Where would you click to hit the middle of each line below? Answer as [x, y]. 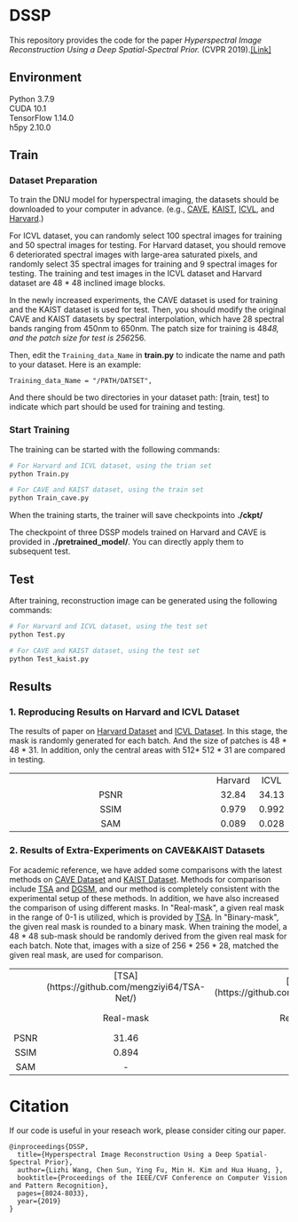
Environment [46, 78]
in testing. [27, 760]
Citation [39, 1106]
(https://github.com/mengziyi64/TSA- [125, 986]
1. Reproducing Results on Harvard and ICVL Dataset [124, 712]
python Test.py [37, 635]
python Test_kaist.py [49, 659]
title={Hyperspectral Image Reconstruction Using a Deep [125, 1155]
